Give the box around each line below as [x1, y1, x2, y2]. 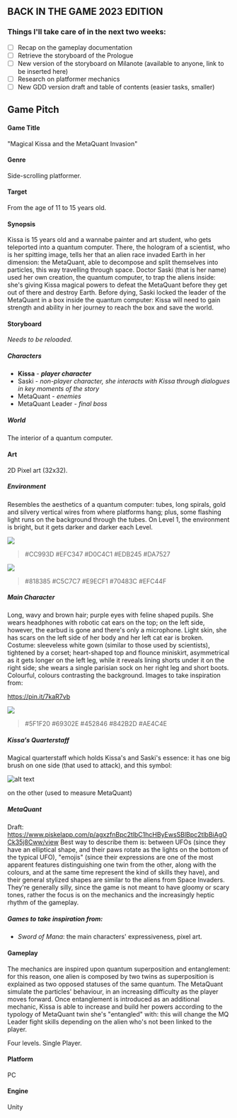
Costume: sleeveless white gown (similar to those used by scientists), [7, 641, 210, 650]
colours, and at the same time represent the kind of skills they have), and [7, 868, 220, 877]
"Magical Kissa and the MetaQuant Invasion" [7, 139, 138, 148]
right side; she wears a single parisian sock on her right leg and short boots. [7, 664, 229, 672]
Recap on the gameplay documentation [17, 43, 133, 52]
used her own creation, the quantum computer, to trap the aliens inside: [7, 273, 216, 282]
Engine [7, 1087, 28, 1095]
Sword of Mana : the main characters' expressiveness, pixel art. [17, 933, 203, 941]
